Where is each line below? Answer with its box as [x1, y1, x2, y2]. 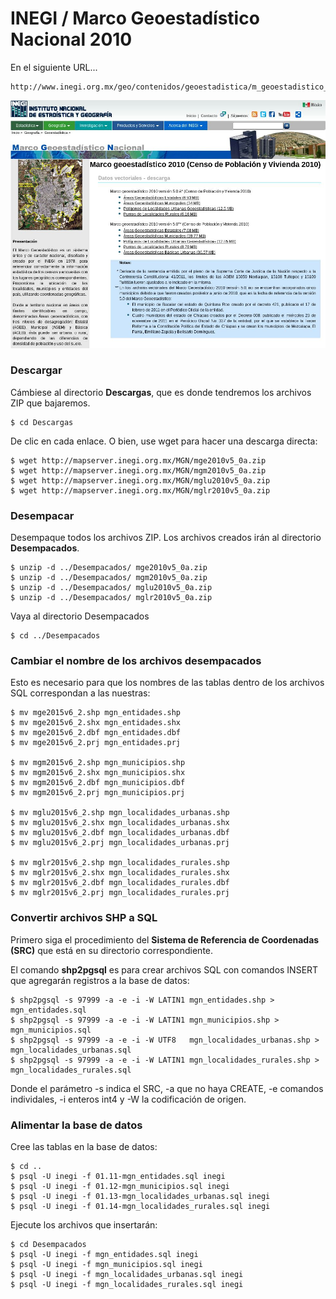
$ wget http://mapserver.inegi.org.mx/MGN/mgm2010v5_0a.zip [10, 465, 267, 476]
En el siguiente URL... [10, 61, 98, 73]
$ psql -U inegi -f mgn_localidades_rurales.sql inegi [10, 1280, 244, 1290]
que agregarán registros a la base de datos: [10, 974, 190, 986]
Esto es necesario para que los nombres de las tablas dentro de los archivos [10, 677, 325, 689]
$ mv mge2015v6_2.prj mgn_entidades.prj [10, 738, 182, 748]
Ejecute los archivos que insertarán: [10, 1219, 158, 1231]
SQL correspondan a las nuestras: [10, 687, 151, 699]
